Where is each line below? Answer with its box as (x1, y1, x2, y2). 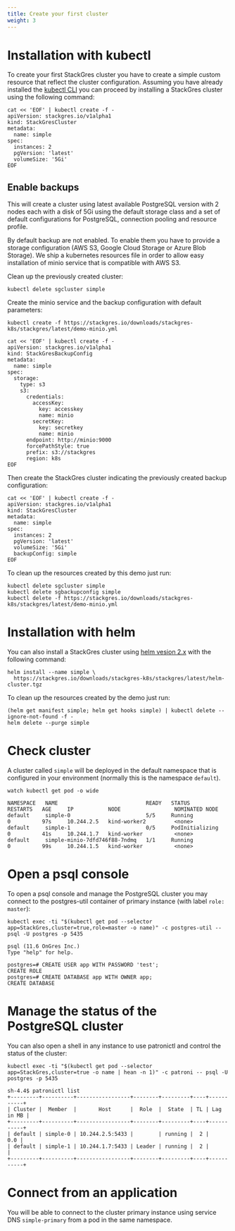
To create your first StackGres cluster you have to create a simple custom (7, 71, 221, 79)
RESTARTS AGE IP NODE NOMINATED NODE (7, 806, 219, 813)
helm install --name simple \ (7, 669, 96, 676)
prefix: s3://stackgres (25, 449, 96, 456)
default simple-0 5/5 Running (7, 812, 193, 819)
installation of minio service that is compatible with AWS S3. (7, 259, 182, 267)
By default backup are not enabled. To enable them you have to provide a (7, 236, 220, 245)
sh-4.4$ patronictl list (7, 1087, 80, 1094)
